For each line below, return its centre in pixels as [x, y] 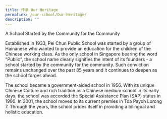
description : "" [22, 19]
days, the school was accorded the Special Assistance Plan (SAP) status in [83, 96]
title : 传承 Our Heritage [32, 10]
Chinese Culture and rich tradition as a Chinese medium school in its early [82, 91]
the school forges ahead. [31, 76]
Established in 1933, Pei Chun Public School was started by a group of [78, 43]
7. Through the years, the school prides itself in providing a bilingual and [80, 107]
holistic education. [24, 112]
